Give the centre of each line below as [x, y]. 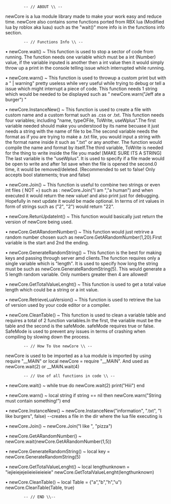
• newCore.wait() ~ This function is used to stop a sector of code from [79, 51]
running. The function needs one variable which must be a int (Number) [81, 57]
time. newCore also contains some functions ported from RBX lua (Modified [85, 22]
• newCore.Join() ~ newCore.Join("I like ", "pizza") [59, 426]
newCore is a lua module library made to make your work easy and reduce [83, 16]
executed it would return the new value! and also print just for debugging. [82, 196]
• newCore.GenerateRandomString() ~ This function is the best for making [83, 253]
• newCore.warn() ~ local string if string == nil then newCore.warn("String [83, 395]
